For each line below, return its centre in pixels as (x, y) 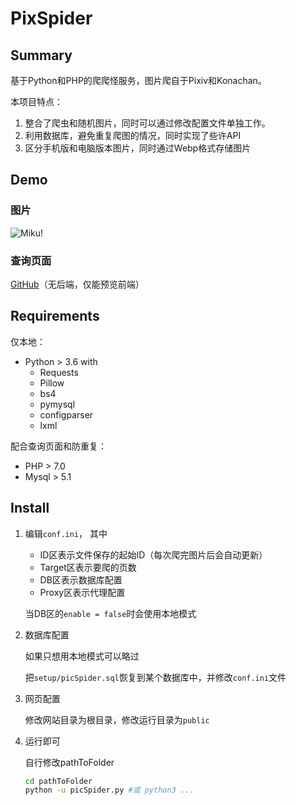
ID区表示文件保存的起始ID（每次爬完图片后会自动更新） (153, 554)
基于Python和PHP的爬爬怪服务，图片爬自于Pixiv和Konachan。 (138, 80)
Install (30, 508)
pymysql (57, 404)
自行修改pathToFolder (69, 762)
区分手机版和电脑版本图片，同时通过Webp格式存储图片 (138, 148)
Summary (41, 55)
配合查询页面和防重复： (58, 446)
